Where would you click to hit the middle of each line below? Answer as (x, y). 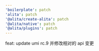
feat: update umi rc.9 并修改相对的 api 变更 (50, 43)
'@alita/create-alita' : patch (37, 19)
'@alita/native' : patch (30, 24)
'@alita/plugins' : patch (31, 28)
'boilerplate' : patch (28, 10)
